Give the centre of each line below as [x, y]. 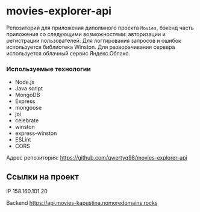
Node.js [25, 82]
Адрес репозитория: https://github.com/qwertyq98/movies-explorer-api [97, 158]
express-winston [36, 133]
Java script [29, 89]
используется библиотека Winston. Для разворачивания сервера [91, 47]
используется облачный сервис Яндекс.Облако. [68, 53]
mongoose [28, 108]
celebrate [27, 120]
